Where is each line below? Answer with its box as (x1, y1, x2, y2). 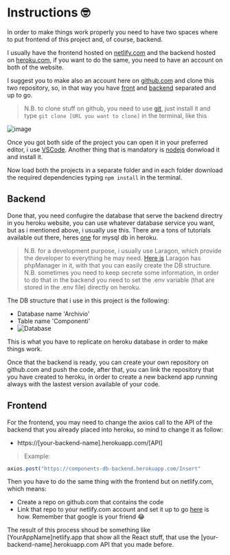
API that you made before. (100, 541, 174, 549)
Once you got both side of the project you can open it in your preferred (7, 138, 208, 146)
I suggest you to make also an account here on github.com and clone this (7, 76, 215, 84)
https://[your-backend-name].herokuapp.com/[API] (16, 438, 163, 447)
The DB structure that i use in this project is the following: (7, 296, 170, 305)
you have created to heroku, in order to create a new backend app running (7, 373, 218, 381)
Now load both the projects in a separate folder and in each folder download (7, 166, 223, 174)
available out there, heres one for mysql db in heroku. (7, 233, 159, 241)
